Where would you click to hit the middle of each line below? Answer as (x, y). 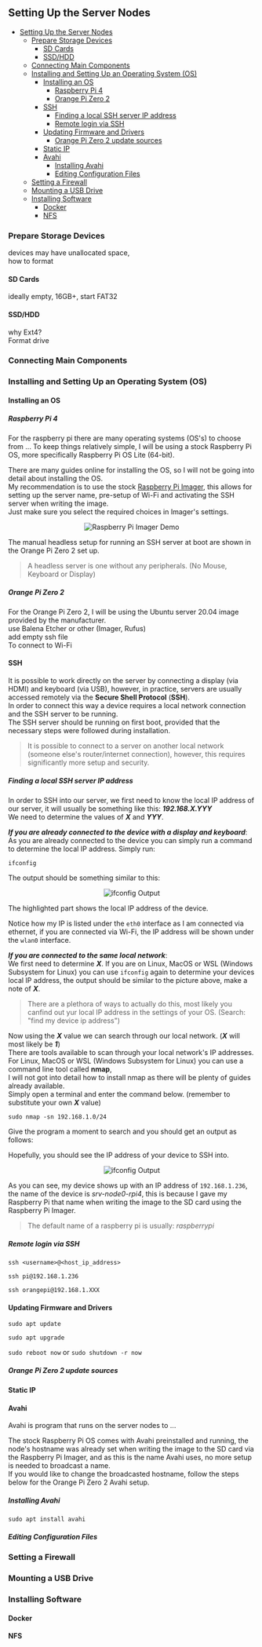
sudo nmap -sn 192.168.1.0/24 (58, 1117)
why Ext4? (25, 332)
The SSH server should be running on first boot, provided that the (114, 722)
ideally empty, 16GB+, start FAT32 (63, 297)
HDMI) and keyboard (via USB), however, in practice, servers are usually (125, 689)
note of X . (24, 989)
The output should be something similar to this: (84, 878)
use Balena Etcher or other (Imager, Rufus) (77, 628)
